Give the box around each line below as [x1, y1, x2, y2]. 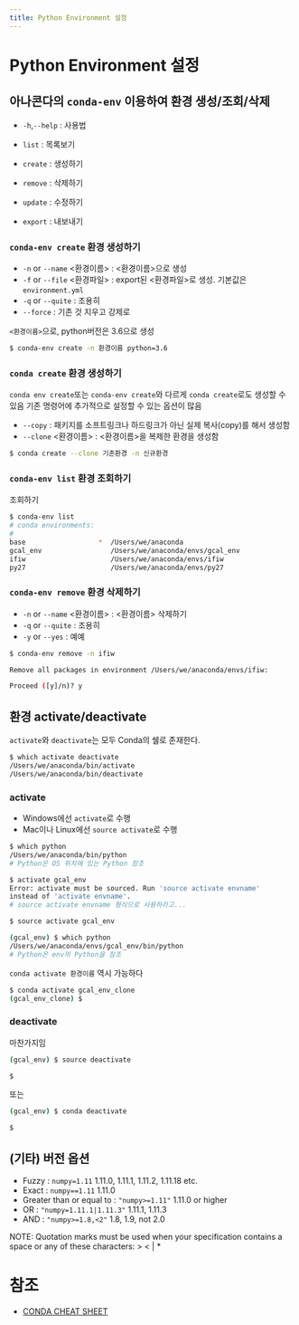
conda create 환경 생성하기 [9, 367, 122, 379]
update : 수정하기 [22, 196, 84, 207]
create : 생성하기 [22, 157, 84, 168]
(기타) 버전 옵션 [9, 1150, 90, 1166]
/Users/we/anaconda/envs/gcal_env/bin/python [9, 941, 183, 950]
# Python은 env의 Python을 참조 [9, 949, 122, 959]
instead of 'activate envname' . [9, 892, 131, 901]
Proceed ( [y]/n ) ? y [9, 682, 83, 691]
